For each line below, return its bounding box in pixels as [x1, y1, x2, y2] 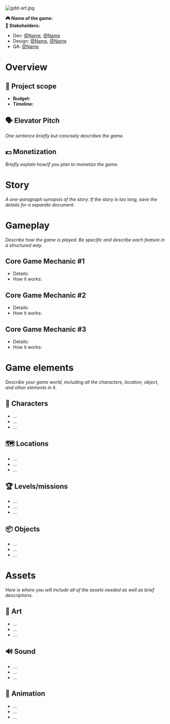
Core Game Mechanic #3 [5, 325, 86, 333]
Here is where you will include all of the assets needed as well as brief [5, 587, 155, 593]
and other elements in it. [5, 384, 57, 391]
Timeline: [12, 101, 34, 107]
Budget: [12, 96, 31, 101]
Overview [5, 62, 48, 73]
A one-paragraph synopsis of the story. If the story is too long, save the [5, 196, 158, 202]
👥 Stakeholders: [5, 23, 40, 28]
